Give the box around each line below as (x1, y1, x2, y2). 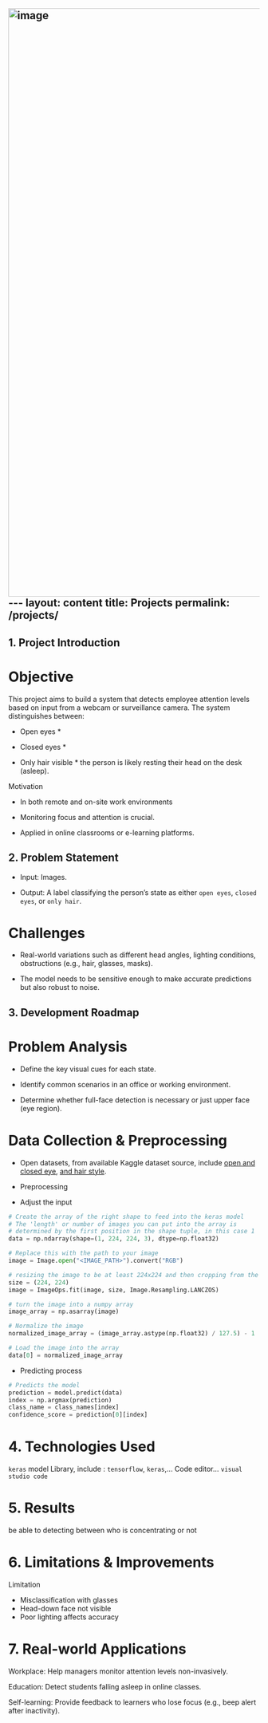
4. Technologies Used (8, 1437, 156, 1456)
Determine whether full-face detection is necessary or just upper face (19, 1094, 250, 1105)
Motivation (8, 781, 44, 791)
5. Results (8, 1499, 76, 1517)
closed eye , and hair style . (19, 1166, 107, 1176)
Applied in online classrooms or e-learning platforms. (19, 827, 195, 838)
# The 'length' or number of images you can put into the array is (8, 1220, 238, 1228)
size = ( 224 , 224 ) (8, 1278, 69, 1287)
